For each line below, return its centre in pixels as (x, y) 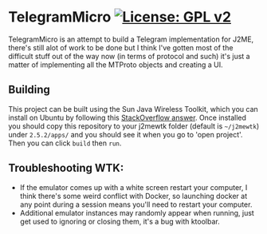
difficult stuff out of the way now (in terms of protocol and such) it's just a (129, 56)
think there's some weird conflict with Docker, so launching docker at (133, 196)
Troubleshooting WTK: (66, 168)
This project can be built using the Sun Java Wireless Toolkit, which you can (133, 109)
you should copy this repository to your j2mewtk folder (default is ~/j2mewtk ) (134, 126)
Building (29, 90)
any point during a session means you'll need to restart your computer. (136, 204)
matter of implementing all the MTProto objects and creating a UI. (116, 65)
